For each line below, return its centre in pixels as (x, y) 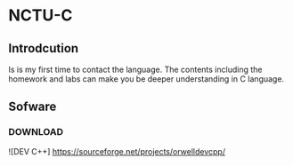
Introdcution (44, 48)
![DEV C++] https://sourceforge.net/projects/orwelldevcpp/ (117, 151)
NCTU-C (41, 16)
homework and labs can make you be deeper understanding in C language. (146, 79)
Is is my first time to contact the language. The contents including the (135, 69)
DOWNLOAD (36, 132)
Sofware (33, 107)
